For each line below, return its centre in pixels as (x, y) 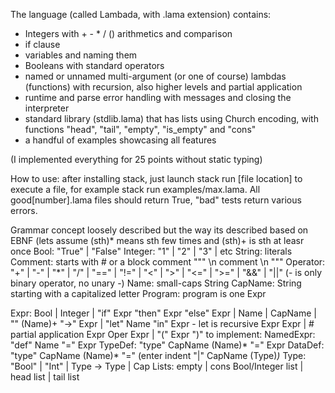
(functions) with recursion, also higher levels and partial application (163, 87)
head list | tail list (45, 377)
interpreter (47, 108)
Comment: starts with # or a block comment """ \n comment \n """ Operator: (168, 262)
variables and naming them (81, 55)
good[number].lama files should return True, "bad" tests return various (156, 200)
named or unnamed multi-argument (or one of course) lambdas (155, 76)
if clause (42, 44)
